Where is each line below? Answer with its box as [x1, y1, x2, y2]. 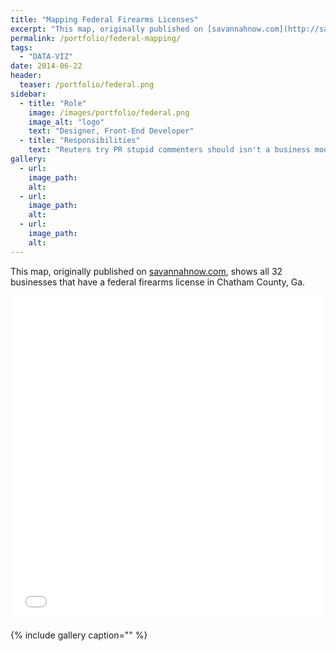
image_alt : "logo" [28, 117, 105, 127]
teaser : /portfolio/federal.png [19, 80, 155, 90]
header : [10, 71, 43, 81]
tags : [10, 42, 33, 53]
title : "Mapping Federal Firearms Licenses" [10, 14, 199, 25]
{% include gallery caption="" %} [10, 629, 148, 641]
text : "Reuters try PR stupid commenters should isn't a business [28, 145, 311, 155]
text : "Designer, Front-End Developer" [28, 126, 195, 136]
